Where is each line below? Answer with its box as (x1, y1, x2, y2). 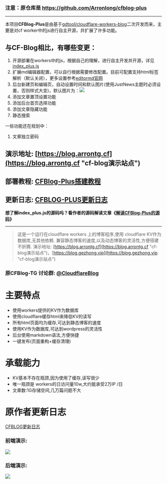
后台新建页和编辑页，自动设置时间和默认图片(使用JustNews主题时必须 (12, 81, 157, 87)
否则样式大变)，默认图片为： (21, 88, 80, 94)
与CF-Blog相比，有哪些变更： (5, 43, 97, 52)
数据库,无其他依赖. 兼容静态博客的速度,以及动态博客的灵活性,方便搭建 (17, 237, 159, 243)
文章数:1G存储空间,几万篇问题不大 (12, 387, 82, 393)
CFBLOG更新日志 (5, 423, 41, 430)
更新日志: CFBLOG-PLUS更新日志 (5, 196, 108, 204)
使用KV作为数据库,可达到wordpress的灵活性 (12, 326, 103, 332)
